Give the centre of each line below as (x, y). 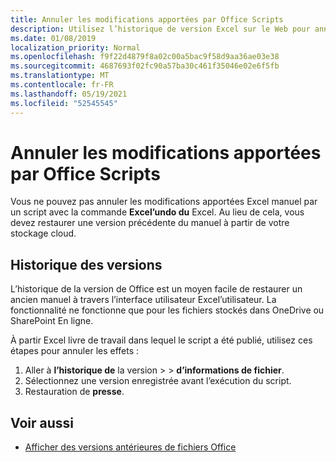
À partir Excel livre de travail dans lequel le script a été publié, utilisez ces (161, 340)
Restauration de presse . (74, 392)
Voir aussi (42, 422)
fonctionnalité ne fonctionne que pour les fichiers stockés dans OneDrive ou (167, 310)
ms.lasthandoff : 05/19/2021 (69, 94)
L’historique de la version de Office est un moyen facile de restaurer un (156, 289)
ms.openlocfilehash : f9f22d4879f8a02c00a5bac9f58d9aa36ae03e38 (145, 57)
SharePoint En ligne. (52, 321)
